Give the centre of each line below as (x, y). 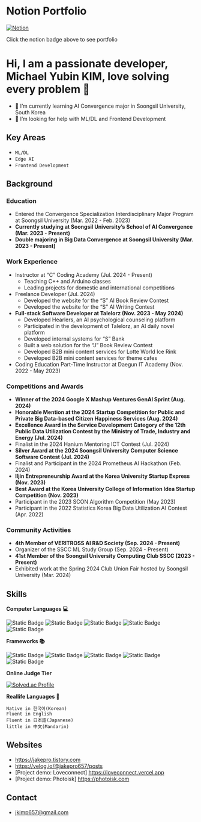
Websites (24, 745)
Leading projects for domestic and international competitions (99, 288)
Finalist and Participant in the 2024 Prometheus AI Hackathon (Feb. (98, 463)
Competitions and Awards (45, 386)
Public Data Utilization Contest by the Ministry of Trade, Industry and (103, 431)
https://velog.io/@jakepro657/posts (59, 766)
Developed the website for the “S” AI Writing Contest (89, 307)
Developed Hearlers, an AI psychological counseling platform (100, 320)
